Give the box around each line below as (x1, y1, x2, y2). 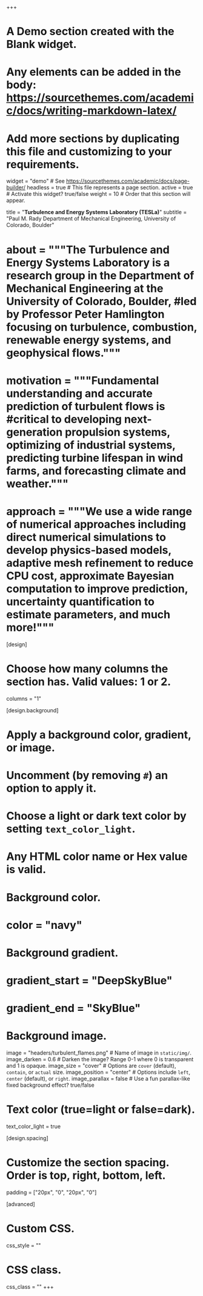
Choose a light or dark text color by (6, 809, 187, 823)
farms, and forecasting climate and (6, 464, 187, 478)
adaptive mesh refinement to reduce (6, 556, 194, 570)
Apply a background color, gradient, (6, 727, 191, 741)
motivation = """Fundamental (6, 374, 159, 387)
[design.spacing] (6, 1135, 48, 1142)
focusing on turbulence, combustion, (6, 320, 198, 334)
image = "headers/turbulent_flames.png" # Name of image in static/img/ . (6, 1049, 192, 1056)
